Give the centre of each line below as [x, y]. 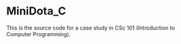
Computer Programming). [39, 34]
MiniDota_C [36, 11]
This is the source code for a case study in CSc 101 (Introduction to [91, 28]
